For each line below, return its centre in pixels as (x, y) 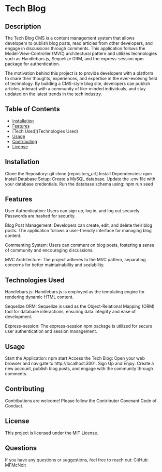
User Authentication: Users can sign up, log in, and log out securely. (73, 211)
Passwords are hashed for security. (40, 216)
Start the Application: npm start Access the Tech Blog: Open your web (75, 358)
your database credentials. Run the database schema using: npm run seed (79, 184)
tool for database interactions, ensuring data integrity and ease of (71, 312)
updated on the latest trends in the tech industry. (54, 94)
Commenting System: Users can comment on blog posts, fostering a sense (80, 245)
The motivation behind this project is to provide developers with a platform (79, 73)
